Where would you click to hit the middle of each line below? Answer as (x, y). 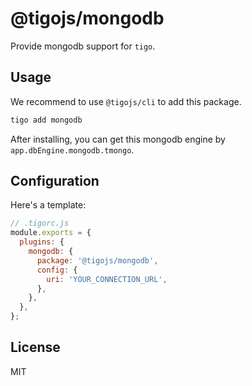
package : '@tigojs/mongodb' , (97, 260)
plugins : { (42, 242)
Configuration (55, 181)
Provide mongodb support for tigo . (83, 46)
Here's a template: (48, 205)
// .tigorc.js (40, 223)
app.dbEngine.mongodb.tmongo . (72, 149)
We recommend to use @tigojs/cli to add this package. (126, 101)
